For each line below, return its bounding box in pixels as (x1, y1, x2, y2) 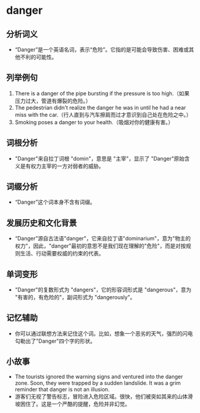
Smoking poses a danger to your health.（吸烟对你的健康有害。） (14, 118, 174, 126)
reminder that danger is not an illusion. (14, 385, 110, 393)
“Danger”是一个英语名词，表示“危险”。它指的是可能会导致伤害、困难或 (14, 46, 189, 53)
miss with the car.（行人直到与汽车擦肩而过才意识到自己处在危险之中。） (14, 111, 192, 118)
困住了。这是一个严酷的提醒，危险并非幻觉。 (20, 400, 130, 408)
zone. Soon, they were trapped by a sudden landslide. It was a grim (14, 379, 181, 387)
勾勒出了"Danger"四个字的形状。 (14, 337, 96, 345)
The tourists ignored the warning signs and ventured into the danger (14, 373, 183, 380)
